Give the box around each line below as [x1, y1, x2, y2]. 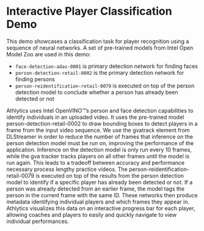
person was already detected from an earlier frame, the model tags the [6, 185, 185, 192]
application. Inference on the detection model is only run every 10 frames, [6, 146, 192, 153]
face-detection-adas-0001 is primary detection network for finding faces [15, 62, 199, 70]
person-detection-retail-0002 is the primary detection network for [15, 69, 184, 76]
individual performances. [6, 218, 69, 225]
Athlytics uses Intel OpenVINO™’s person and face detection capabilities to [6, 107, 194, 114]
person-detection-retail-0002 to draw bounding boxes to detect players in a [6, 119, 198, 127]
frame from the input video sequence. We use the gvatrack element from [6, 126, 191, 134]
